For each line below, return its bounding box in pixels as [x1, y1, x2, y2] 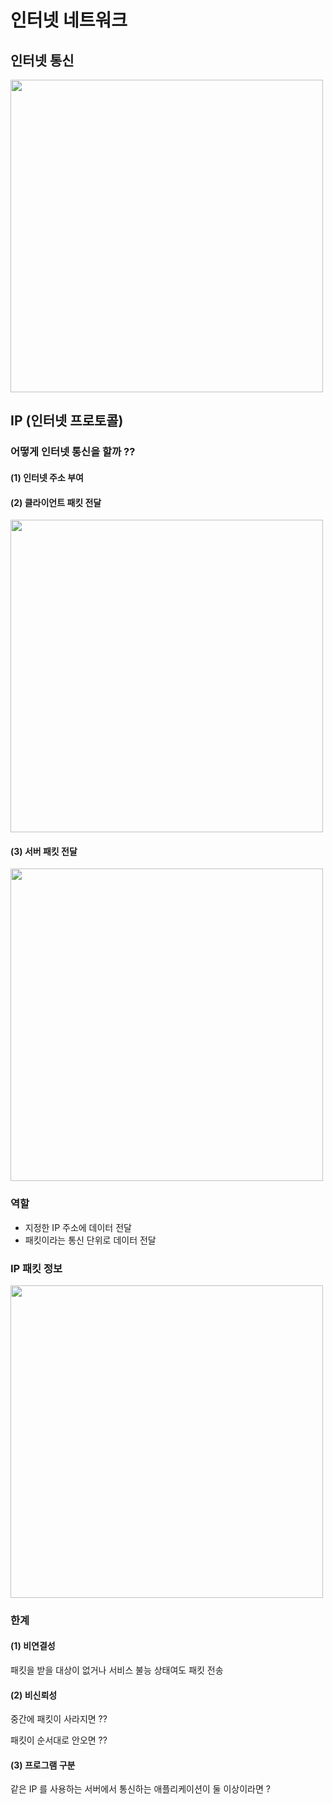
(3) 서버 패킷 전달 [10, 845, 78, 857]
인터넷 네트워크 [10, 9, 128, 32]
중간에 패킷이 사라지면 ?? [10, 1713, 108, 1725]
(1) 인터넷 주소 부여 [10, 471, 84, 483]
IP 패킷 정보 [10, 1261, 63, 1275]
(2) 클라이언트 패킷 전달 [10, 496, 102, 508]
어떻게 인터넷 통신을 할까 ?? [10, 445, 136, 459]
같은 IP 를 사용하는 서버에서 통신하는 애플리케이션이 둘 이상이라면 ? [10, 1783, 271, 1795]
